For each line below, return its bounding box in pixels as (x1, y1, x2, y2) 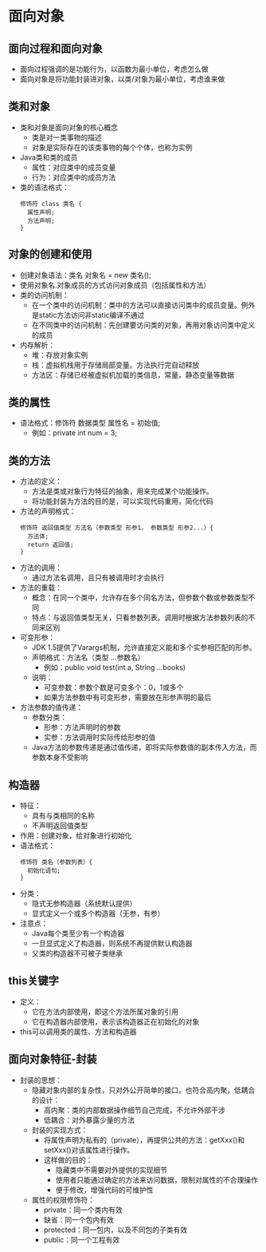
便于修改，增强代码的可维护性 (55, 1185, 154, 1195)
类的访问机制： (19, 290, 69, 299)
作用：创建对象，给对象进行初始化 (19, 831, 132, 841)
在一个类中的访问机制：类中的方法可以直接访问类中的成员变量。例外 (31, 300, 256, 310)
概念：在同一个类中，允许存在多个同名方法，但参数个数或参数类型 (31, 592, 248, 603)
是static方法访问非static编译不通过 (31, 310, 145, 319)
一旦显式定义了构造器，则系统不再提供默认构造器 (31, 939, 193, 949)
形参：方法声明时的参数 (43, 723, 121, 732)
